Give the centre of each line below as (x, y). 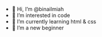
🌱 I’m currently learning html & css (54, 21)
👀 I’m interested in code (41, 15)
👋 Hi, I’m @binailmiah (38, 9)
